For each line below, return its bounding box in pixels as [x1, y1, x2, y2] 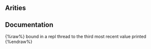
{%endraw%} [5, 39, 33, 45]
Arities [5, 4, 26, 12]
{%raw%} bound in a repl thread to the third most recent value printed [5, 34, 147, 40]
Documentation [5, 21, 54, 29]
